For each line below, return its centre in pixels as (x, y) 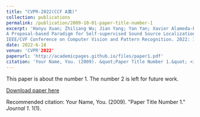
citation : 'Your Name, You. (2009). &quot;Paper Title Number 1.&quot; (97, 61)
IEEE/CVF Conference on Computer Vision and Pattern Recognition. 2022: (98, 39)
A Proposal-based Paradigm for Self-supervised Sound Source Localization (101, 34)
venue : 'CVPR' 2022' (30, 51)
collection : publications (38, 17)
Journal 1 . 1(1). (24, 108)
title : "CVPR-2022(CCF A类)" (42, 12)
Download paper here (33, 90)
